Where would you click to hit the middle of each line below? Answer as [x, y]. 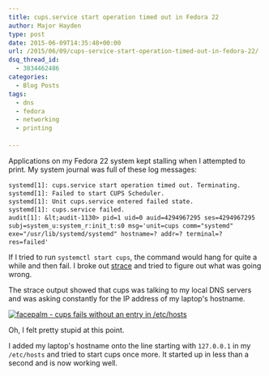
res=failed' [28, 242]
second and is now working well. [63, 363]
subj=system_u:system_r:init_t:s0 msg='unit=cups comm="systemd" [121, 226]
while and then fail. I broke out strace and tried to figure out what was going [135, 265]
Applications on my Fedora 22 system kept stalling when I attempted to [127, 160]
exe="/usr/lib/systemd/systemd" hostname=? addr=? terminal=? [115, 234]
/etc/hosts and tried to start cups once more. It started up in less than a [129, 354]
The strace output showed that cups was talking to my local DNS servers [130, 290]
